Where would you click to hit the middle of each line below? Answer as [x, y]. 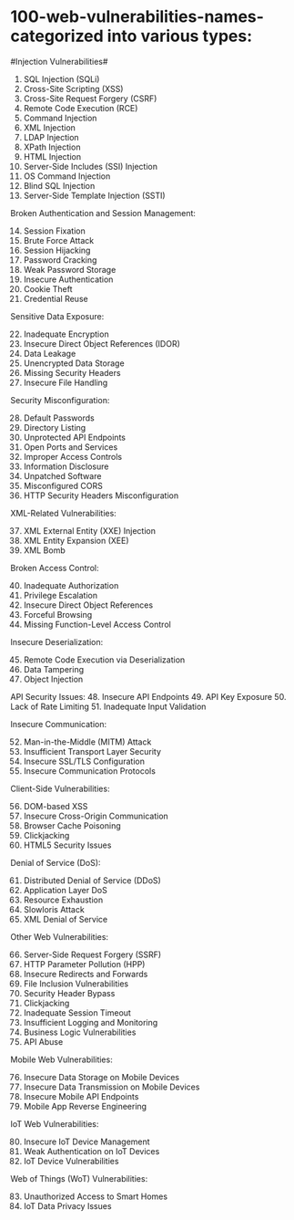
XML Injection [50, 127]
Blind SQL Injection [59, 185]
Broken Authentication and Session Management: [103, 213]
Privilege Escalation [61, 595]
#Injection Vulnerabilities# [59, 61]
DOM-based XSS [56, 806]
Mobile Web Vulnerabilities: [61, 1059]
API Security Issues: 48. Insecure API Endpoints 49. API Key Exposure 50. [148, 696]
